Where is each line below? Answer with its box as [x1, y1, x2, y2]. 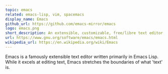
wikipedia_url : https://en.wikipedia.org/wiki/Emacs [5, 40, 118, 45]
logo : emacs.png [5, 26, 39, 31]
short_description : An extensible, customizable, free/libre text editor [5, 30, 163, 35]
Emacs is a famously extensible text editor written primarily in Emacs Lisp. [5, 53, 159, 59]
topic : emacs [5, 7, 33, 12]
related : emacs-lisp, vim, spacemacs [5, 12, 85, 17]
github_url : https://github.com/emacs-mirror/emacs [5, 21, 116, 26]
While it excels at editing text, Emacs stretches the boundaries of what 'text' [5, 58, 163, 65]
